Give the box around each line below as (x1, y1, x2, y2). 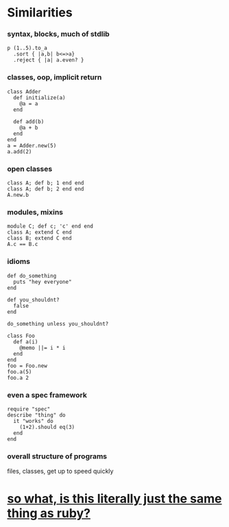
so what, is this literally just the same (7, 491, 222, 506)
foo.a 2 (7, 374, 29, 381)
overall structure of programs (7, 451, 108, 461)
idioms (7, 257, 31, 267)
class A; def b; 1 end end (7, 180, 84, 186)
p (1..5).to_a (7, 45, 48, 52)
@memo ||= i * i (19, 344, 67, 351)
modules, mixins (7, 208, 64, 217)
